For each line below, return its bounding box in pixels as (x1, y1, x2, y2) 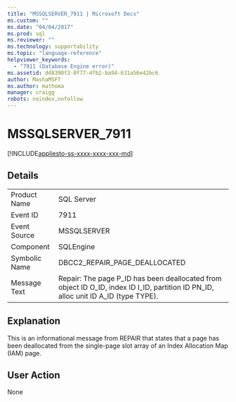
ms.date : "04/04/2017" (7, 23, 74, 30)
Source (11, 230, 35, 240)
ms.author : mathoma (7, 83, 65, 90)
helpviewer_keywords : (7, 56, 71, 63)
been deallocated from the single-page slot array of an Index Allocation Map (7, 341, 228, 350)
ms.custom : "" (7, 17, 49, 24)
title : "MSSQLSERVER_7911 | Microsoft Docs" (7, 10, 140, 18)
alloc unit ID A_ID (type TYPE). (58, 291, 159, 300)
